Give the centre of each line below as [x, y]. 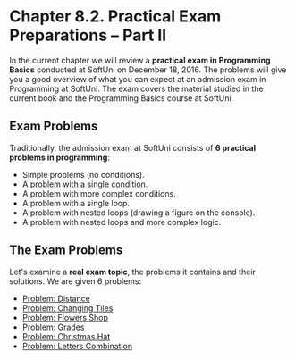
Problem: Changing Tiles [67, 308]
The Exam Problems [66, 251]
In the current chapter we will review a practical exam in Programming [140, 60]
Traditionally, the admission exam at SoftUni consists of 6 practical [133, 147]
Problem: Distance [56, 298]
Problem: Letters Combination [77, 346]
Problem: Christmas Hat [66, 336]
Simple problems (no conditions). [83, 174]
